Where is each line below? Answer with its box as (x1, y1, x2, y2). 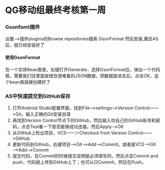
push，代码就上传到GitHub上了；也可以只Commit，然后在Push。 (12, 159, 146, 165)
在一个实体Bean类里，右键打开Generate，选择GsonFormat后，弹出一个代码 (5, 66, 161, 72)
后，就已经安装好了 (5, 42, 45, 48)
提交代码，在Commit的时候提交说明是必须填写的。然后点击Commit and (12, 153, 159, 159)
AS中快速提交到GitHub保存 (5, 93, 71, 100)
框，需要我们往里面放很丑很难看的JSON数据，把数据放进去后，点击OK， (5, 73, 155, 79)
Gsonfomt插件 (5, 23, 40, 30)
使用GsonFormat (5, 54, 40, 60)
